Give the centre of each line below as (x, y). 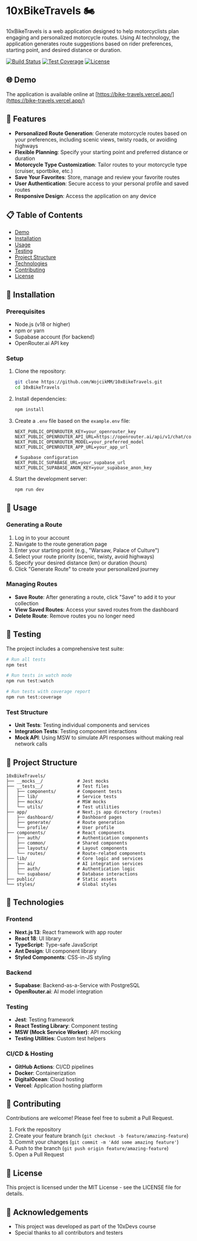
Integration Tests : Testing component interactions (76, 731)
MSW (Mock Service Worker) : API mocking (68, 1032)
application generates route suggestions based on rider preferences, (89, 44)
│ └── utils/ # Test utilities (63, 807)
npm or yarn (29, 331)
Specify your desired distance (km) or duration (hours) (81, 563)
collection (26, 603)
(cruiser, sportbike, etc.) (44, 170)
